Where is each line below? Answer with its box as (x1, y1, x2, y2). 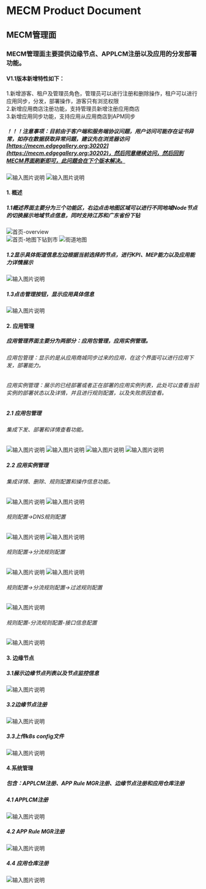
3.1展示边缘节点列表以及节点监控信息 (6, 669, 100, 677)
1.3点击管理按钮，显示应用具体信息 (6, 290, 95, 297)
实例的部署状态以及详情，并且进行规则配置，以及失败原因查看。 (6, 389, 167, 396)
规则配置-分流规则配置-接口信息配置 (6, 619, 97, 626)
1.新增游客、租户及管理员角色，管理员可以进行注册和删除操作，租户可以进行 (6, 89, 197, 97)
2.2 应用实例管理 (6, 461, 49, 469)
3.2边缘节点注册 (6, 701, 48, 709)
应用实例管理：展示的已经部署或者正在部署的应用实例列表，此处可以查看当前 (6, 382, 199, 389)
